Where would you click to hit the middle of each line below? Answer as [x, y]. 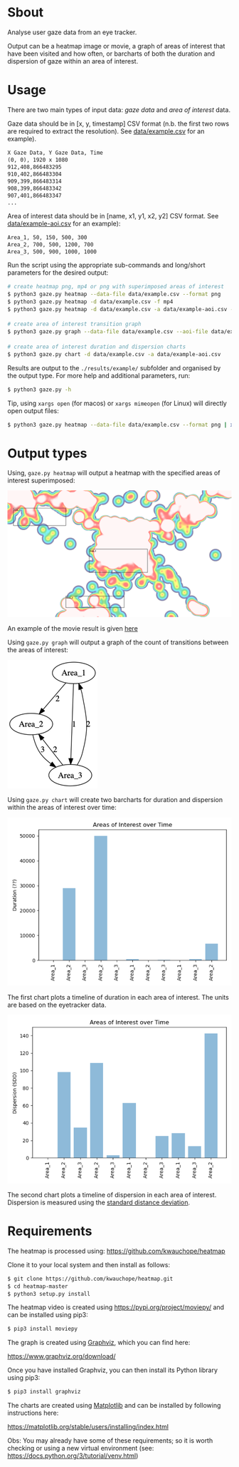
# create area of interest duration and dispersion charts [97, 347]
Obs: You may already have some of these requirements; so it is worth [110, 1441]
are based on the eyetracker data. [57, 1005]
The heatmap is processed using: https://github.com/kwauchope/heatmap [116, 1251]
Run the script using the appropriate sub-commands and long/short [106, 265]
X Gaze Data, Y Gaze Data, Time [55, 153]
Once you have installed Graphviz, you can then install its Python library [113, 1370]
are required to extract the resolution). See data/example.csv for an [106, 131]
